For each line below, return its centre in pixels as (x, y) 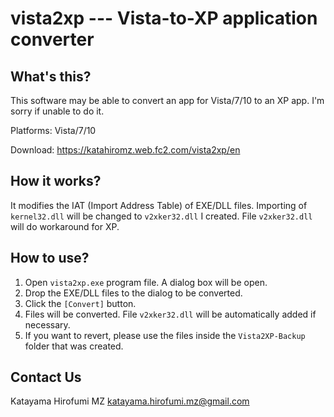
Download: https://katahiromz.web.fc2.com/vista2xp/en (125, 150)
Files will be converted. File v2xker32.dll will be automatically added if (170, 314)
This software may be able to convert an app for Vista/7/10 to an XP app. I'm (167, 100)
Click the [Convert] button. (80, 303)
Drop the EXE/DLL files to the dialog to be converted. (133, 293)
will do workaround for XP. (65, 226)
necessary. (47, 324)
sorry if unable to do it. (57, 111)
